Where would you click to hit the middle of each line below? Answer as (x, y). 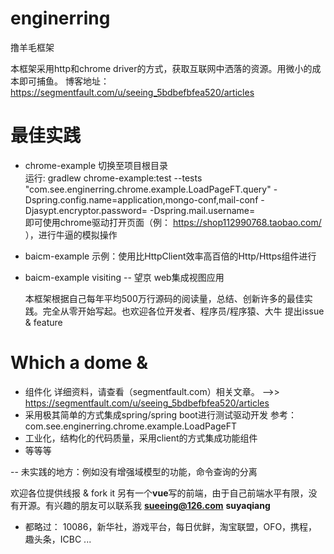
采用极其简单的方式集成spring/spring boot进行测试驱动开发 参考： (160, 414)
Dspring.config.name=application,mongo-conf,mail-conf (141, 199)
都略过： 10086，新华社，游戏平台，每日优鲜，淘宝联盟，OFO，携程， (171, 526)
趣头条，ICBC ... (58, 539)
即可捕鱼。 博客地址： (64, 81)
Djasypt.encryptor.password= (86, 210)
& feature (43, 322)
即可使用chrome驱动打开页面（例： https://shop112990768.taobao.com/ (173, 222)
